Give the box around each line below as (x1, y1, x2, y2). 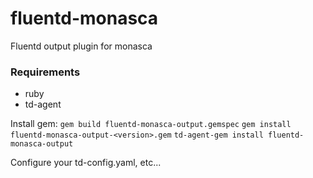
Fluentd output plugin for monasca (10, 40, 153, 52)
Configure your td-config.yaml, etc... (10, 157, 162, 169)
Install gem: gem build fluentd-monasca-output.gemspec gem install (10, 118, 292, 130)
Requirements (10, 65, 81, 79)
